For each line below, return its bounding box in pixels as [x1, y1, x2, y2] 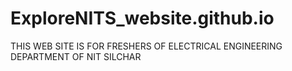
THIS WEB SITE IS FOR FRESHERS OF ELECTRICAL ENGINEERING [10, 40, 283, 52]
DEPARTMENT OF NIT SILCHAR [10, 50, 142, 62]
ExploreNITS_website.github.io [10, 7, 275, 30]
